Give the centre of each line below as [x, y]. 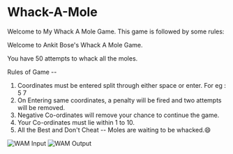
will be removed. [41, 107]
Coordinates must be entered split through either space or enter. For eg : [122, 85]
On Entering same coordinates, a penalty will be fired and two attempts [119, 100]
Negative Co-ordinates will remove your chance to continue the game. [118, 115]
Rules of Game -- [32, 72]
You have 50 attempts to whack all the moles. [73, 58]
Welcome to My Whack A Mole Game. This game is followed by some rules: [116, 31]
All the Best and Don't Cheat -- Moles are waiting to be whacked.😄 [114, 130]
